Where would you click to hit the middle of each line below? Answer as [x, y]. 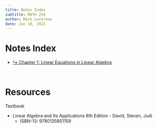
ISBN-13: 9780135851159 [45, 121]
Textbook [15, 106]
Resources [28, 92]
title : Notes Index [25, 10]
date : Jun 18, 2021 [25, 24]
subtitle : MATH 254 [25, 14]
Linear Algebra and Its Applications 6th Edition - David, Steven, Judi [82, 116]
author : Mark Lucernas [29, 19]
